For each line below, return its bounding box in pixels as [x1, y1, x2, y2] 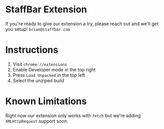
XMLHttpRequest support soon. [5, 118, 68, 124]
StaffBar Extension [5, 4, 87, 15]
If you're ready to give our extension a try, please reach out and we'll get [5, 21, 159, 27]
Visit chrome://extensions [12, 61, 68, 67]
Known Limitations [5, 96, 87, 107]
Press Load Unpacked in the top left [12, 72, 86, 78]
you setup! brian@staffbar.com [5, 26, 71, 32]
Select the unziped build [12, 77, 65, 83]
